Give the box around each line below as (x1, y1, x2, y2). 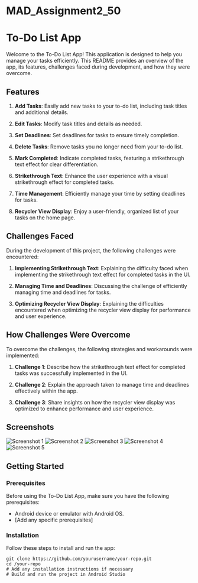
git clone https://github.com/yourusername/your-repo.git (6, 556, 152, 562)
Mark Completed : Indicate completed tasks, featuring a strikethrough (14, 154, 184, 161)
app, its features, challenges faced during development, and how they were (6, 63, 190, 70)
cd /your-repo (6, 561, 41, 567)
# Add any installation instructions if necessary (6, 566, 134, 572)
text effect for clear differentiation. (14, 161, 99, 168)
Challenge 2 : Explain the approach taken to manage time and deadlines (14, 381, 189, 388)
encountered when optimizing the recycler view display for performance (14, 306, 191, 313)
